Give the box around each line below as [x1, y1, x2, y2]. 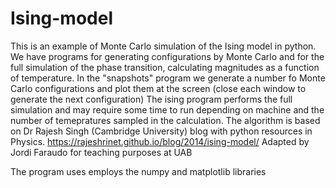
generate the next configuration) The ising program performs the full [10, 93, 293, 105]
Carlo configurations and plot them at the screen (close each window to [10, 82, 307, 94]
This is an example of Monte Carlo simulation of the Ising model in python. [10, 40, 317, 52]
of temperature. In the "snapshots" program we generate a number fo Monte [10, 72, 326, 84]
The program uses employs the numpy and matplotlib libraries [10, 165, 267, 177]
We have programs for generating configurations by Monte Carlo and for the [10, 50, 325, 62]
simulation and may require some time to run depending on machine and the [10, 103, 325, 116]
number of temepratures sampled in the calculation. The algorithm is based [10, 114, 321, 126]
